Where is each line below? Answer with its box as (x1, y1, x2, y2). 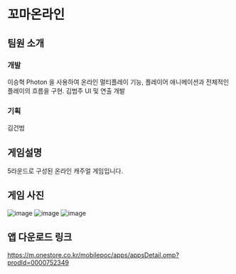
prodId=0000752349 (7, 258, 70, 267)
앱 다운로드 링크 (7, 231, 73, 243)
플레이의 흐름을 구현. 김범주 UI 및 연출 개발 (7, 86, 126, 95)
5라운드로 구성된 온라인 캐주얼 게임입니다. (7, 167, 123, 175)
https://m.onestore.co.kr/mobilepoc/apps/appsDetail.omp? (7, 251, 180, 259)
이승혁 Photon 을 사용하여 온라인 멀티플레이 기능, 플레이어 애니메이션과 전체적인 (7, 78, 230, 86)
